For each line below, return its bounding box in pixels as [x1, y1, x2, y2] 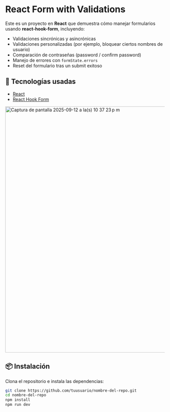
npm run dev [5, 402, 30, 407]
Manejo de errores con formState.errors [12, 57, 98, 63]
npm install [5, 397, 30, 402]
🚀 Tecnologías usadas [5, 77, 76, 86]
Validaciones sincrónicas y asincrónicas [12, 36, 96, 42]
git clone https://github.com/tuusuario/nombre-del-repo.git [5, 388, 137, 393]
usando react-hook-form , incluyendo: [5, 25, 85, 31]
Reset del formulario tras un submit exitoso [12, 62, 102, 69]
